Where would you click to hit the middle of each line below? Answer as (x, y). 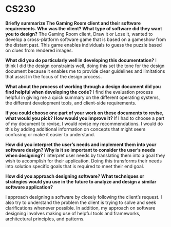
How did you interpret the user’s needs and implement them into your (81, 145)
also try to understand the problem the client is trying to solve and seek (81, 202)
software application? (29, 187)
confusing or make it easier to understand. (50, 134)
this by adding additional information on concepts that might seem (75, 129)
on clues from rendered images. (39, 50)
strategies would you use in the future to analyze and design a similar (81, 181)
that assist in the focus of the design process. (54, 76)
